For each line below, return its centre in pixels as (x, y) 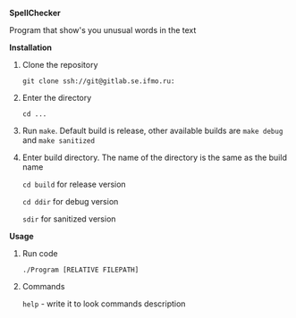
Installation (30, 47)
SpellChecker (35, 13)
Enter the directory (57, 98)
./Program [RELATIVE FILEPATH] (80, 270)
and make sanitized (59, 140)
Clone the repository (60, 65)
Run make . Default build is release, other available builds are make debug (152, 130)
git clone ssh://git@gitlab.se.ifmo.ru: (98, 81)
